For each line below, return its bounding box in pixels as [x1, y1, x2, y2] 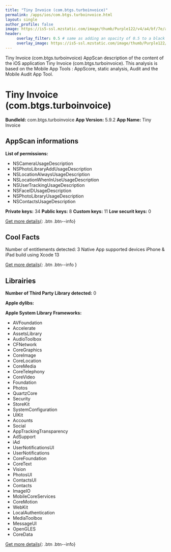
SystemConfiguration [12, 406, 58, 413]
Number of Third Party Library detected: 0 [5, 290, 97, 296]
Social [12, 423, 26, 429]
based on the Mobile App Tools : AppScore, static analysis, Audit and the [5, 65, 158, 71]
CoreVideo [12, 374, 36, 380]
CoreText [12, 461, 32, 467]
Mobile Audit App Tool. [5, 71, 53, 77]
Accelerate [12, 325, 36, 331]
